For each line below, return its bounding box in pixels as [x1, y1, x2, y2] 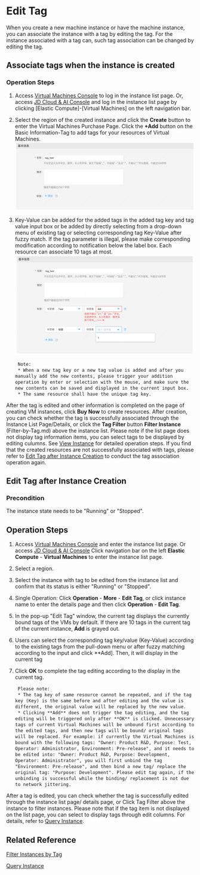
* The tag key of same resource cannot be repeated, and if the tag [17, 692, 192, 698]
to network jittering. [14, 782, 72, 788]
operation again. [6, 458, 47, 466]
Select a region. [14, 565, 54, 572]
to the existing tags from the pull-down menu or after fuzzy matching [14, 643, 185, 650]
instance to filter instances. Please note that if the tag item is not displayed [6, 805, 190, 812]
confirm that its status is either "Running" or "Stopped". [14, 583, 151, 590]
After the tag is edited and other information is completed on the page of [6, 402, 185, 409]
